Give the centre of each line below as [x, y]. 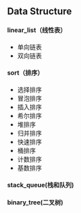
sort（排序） [25, 73]
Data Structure [40, 11]
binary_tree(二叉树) [35, 202]
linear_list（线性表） [37, 30]
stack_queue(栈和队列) [40, 185]
